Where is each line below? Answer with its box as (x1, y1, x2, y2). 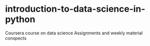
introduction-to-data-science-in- (5, 3, 146, 15)
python (5, 14, 36, 25)
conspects (5, 35, 27, 41)
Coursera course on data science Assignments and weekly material (5, 30, 143, 36)
